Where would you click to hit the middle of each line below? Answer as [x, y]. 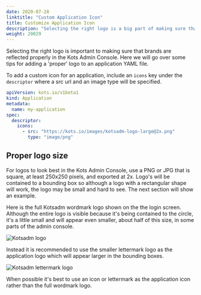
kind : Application [29, 98]
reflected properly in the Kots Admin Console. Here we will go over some [96, 57]
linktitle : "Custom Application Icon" [54, 17]
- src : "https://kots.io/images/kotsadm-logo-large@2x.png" [98, 132]
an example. [21, 196]
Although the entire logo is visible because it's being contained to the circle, [100, 214]
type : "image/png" [51, 137]
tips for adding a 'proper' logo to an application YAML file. [77, 64]
